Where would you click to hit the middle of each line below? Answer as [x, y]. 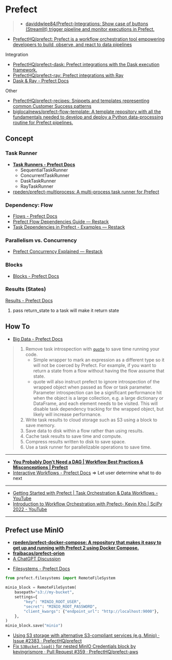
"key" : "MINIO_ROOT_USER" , [52, 601]
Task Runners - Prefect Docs [44, 164]
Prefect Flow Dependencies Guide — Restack [61, 221]
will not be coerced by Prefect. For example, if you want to [95, 365]
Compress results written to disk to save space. [76, 441]
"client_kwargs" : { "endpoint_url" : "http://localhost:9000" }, [91, 611]
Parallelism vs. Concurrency [41, 240]
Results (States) [26, 289]
